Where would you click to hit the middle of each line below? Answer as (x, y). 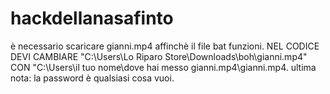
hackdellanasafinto (92, 18)
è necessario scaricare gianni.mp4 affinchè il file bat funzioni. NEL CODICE (165, 46)
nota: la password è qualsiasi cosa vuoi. (92, 78)
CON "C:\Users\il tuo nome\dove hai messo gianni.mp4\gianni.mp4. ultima (163, 67)
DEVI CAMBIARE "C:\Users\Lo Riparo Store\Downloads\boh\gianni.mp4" (159, 56)
